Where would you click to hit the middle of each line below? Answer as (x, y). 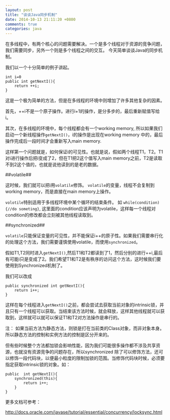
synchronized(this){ (36, 379)
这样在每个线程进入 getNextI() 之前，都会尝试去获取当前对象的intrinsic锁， (82, 305)
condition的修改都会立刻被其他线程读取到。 (51, 215)
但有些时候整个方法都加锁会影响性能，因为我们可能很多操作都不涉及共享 (80, 345)
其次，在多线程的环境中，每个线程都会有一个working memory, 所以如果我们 (84, 128)
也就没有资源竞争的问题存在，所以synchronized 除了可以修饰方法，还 (87, 352)
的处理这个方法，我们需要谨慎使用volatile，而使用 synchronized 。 (73, 242)
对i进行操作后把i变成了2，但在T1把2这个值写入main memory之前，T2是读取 (84, 158)
